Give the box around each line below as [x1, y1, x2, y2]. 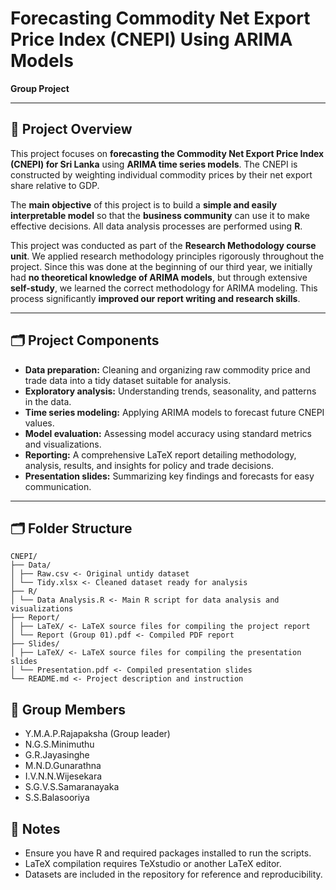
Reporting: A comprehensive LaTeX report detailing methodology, [24, 448, 297, 461]
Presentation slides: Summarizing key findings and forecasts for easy [24, 470, 315, 482]
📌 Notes [10, 820, 61, 837]
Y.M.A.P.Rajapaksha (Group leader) [24, 728, 171, 740]
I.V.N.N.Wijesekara [24, 770, 103, 782]
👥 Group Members [10, 701, 127, 718]
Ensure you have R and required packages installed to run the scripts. [24, 847, 312, 859]
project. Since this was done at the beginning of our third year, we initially [10, 260, 313, 272]
